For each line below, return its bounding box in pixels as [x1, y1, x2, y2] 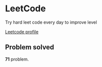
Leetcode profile [5, 29, 38, 34]
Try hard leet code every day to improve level [5, 19, 97, 25]
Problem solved [5, 43, 54, 52]
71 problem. [5, 56, 29, 62]
